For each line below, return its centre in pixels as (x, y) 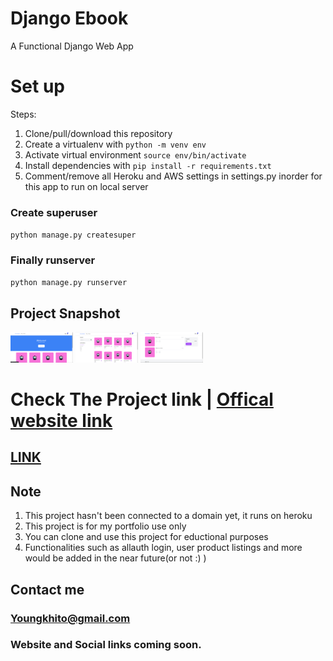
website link (61, 421)
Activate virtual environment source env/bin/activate (135, 154)
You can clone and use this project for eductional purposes (146, 537)
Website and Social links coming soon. (106, 645)
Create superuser (54, 212)
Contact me (47, 589)
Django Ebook (69, 18)
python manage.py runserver (69, 283)
